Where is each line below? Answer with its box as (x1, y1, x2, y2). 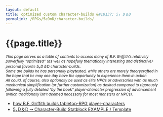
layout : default (5, 7, 39, 12)
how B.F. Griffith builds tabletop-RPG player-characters (12, 101, 125, 107)
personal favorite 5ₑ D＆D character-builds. (5, 64, 81, 69)
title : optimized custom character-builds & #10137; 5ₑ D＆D (5, 12, 131, 17)
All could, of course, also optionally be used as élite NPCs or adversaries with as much (5, 78, 158, 83)
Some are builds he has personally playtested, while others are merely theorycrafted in (5, 69, 158, 74)
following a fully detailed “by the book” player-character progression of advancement (5, 87, 156, 92)
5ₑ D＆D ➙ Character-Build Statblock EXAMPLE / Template (12, 107, 131, 113)
